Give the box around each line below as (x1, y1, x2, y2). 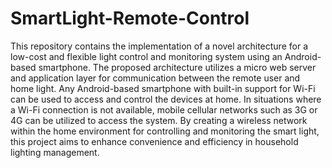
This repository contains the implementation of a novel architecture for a (10, 40, 308, 52)
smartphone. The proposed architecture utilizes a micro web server (38, 61, 317, 73)
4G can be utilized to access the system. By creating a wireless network (10, 114, 308, 126)
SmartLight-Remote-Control (10, 7, 250, 30)
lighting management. (10, 146, 100, 158)
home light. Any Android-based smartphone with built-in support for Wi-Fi (10, 82, 316, 94)
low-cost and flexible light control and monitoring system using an (10, 50, 283, 62)
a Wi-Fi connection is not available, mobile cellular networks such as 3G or (10, 103, 318, 116)
